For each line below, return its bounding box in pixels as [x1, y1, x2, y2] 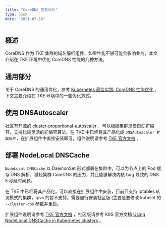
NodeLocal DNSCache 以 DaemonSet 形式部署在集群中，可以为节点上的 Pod [5, 165, 156, 171]
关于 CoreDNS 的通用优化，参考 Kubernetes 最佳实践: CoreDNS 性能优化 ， [5, 86, 160, 92]
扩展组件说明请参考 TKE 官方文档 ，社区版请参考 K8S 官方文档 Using [5, 211, 145, 217]
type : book [5, 12, 28, 17]
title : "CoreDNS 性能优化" [5, 7, 58, 12]
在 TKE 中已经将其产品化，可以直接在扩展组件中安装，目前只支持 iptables [5, 188, 155, 194]
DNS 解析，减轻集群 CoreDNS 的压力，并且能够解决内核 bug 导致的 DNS [10, 171, 159, 177]
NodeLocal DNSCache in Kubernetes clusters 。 [5, 217, 104, 224]
